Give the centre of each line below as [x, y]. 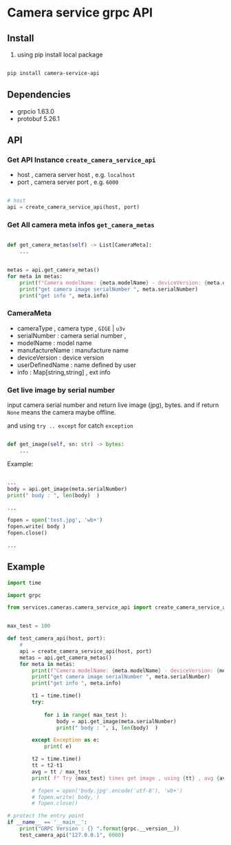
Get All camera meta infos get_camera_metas [81, 225]
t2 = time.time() [56, 759]
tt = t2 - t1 [47, 766]
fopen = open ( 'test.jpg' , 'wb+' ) [55, 520]
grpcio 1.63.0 [36, 111]
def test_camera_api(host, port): [57, 638]
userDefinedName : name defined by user [76, 365]
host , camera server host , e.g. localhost [76, 175]
